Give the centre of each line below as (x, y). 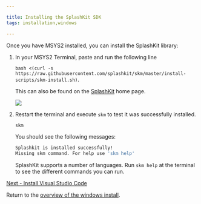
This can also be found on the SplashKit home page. (80, 91)
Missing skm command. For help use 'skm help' (75, 154)
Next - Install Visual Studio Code (47, 183)
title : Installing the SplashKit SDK (54, 17)
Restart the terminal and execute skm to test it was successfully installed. (105, 114)
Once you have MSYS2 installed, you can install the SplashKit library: (92, 45)
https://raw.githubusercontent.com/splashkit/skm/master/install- (100, 73)
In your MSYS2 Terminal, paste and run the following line (86, 57)
